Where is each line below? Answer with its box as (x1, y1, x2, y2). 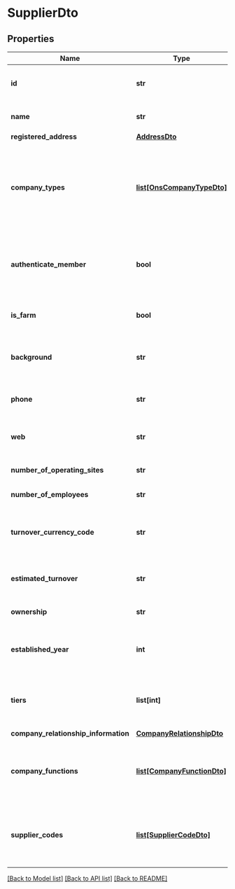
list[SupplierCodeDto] (136, 830, 211, 839)
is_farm (10, 310, 36, 320)
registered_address (10, 132, 77, 141)
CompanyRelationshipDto (136, 729, 224, 738)
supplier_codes (10, 830, 64, 839)
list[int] (136, 695, 161, 705)
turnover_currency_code (10, 527, 94, 537)
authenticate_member (10, 260, 86, 269)
